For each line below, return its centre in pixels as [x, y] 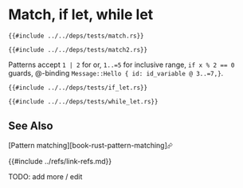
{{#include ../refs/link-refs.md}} [60, 161]
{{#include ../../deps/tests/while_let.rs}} [83, 101]
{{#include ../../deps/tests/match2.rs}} [78, 49]
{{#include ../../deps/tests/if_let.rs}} [78, 88]
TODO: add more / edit [45, 176]
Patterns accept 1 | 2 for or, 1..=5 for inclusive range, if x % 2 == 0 [121, 65]
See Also [31, 126]
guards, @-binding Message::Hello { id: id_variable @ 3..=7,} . [116, 72]
